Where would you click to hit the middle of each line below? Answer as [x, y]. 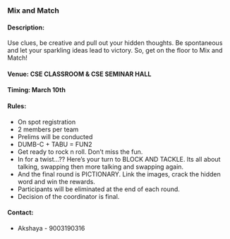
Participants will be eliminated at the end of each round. [98, 189]
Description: [26, 27]
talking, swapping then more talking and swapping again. [101, 167]
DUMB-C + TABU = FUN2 [55, 144]
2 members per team [48, 129]
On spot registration [47, 122]
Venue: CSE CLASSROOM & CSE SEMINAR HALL [79, 74]
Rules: [17, 106]
